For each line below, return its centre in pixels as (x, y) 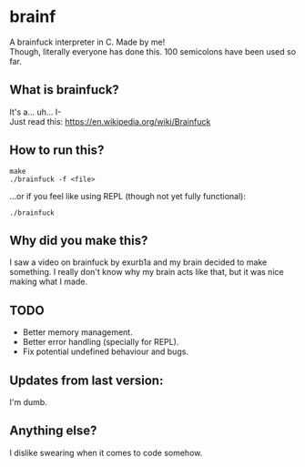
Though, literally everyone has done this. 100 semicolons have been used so (153, 51)
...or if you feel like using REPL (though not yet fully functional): (127, 196)
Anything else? (53, 431)
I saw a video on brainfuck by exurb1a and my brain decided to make (138, 262)
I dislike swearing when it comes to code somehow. (106, 452)
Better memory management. (78, 332)
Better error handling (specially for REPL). (101, 342)
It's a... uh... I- (36, 112)
